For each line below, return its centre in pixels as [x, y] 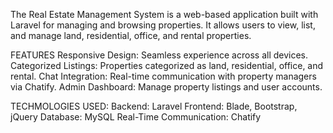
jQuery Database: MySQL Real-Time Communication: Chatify [136, 117]
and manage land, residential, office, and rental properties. [131, 35]
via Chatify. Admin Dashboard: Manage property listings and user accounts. [166, 87]
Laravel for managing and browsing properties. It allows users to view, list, [163, 25]
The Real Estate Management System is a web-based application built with [164, 14]
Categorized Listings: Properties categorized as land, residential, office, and [167, 65]
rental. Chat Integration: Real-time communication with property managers [163, 76]
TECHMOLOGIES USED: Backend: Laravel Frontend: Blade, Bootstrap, [154, 106]
